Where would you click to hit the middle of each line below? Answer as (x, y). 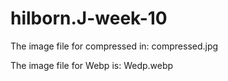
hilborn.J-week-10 (89, 18)
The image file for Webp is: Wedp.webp (92, 65)
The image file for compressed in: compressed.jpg (114, 46)
